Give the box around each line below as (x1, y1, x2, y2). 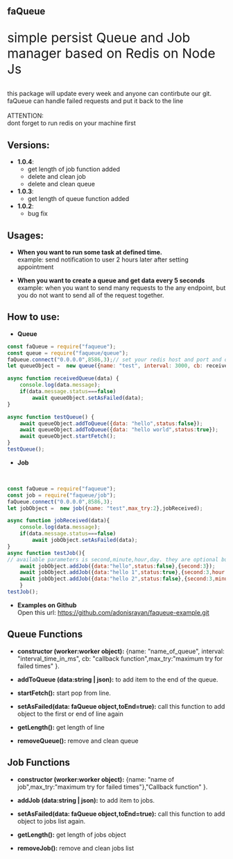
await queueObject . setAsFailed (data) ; (32, 394, 144, 401)
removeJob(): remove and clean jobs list (17, 844, 134, 852)
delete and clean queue (27, 180, 96, 188)
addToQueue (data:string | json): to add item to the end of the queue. (17, 675, 218, 684)
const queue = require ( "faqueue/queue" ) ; (7, 349, 129, 357)
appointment (17, 263, 54, 271)
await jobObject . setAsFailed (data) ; (32, 537, 138, 544)
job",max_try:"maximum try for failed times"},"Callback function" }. (17, 782, 208, 791)
